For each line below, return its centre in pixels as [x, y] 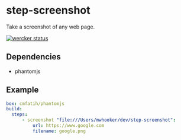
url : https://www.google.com [68, 126]
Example [22, 90]
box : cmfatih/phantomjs [35, 104]
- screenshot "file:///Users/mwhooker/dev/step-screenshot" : [99, 120]
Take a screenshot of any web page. [51, 27]
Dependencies [33, 57]
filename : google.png [59, 131]
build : [14, 109]
